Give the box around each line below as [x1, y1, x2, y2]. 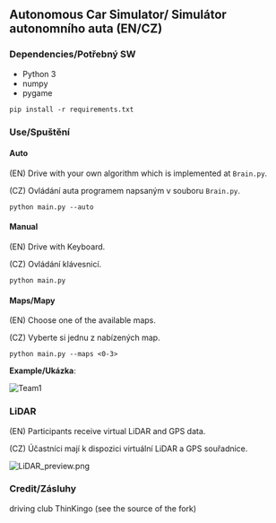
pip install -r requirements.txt [9, 105, 134, 114]
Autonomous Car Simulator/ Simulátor [9, 7, 227, 22]
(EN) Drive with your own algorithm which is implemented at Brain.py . [9, 168, 268, 179]
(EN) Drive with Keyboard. [9, 241, 106, 252]
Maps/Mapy [9, 295, 56, 306]
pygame [22, 87, 53, 98]
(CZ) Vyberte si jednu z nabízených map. [9, 332, 160, 344]
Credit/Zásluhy [9, 483, 77, 495]
